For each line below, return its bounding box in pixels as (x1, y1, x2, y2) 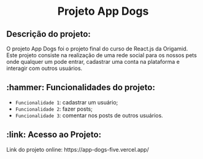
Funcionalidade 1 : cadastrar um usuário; (15, 98, 118, 106)
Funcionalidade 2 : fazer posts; (15, 105, 93, 112)
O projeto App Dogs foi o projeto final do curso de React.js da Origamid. (6, 45, 188, 52)
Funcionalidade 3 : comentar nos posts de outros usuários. (15, 112, 164, 119)
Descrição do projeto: (6, 29, 91, 39)
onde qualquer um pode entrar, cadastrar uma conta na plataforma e (6, 58, 180, 65)
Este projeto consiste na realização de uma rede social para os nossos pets (6, 52, 197, 59)
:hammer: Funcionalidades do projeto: (6, 82, 155, 93)
